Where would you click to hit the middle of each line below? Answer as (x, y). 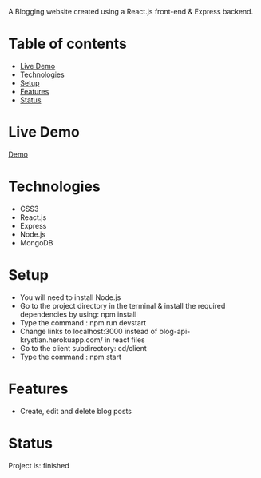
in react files (125, 340)
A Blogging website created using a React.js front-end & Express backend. (131, 12)
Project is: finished (39, 465)
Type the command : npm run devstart (83, 322)
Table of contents (68, 44)
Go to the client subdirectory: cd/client (83, 348)
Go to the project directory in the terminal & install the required (123, 305)
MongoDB (36, 242)
